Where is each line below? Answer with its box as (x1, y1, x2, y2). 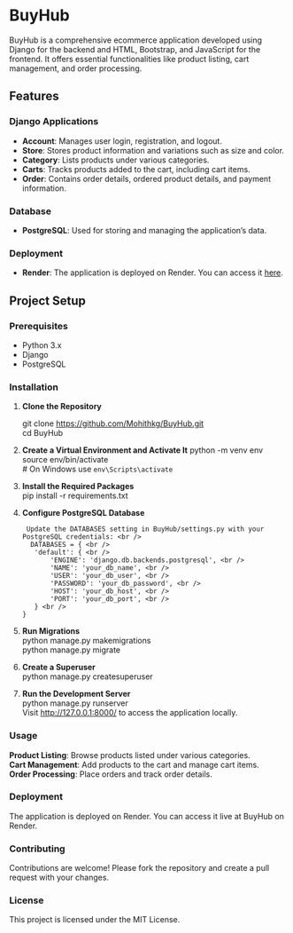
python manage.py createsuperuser (21, 671, 153, 682)
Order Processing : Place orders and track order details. (9, 769, 212, 779)
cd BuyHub (21, 428, 64, 439)
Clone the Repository (21, 401, 102, 412)
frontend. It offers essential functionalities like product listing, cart (9, 53, 250, 64)
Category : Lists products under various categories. (21, 154, 210, 165)
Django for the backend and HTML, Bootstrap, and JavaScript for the (9, 43, 261, 54)
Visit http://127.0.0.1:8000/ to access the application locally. (21, 708, 238, 718)
